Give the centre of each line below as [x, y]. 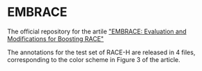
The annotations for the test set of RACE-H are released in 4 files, [101, 52]
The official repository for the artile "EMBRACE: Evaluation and [97, 31]
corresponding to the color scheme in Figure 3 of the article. [94, 59]
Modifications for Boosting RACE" [56, 38]
